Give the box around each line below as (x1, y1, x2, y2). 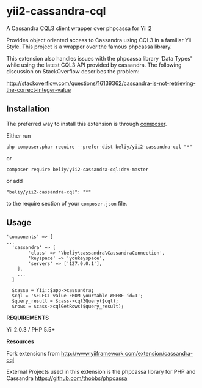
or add (6, 177, 23, 184)
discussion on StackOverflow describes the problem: (6, 67, 140, 75)
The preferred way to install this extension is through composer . (6, 120, 167, 127)
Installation (6, 104, 50, 114)
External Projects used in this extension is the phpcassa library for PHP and (6, 368, 196, 375)
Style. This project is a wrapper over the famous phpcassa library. (6, 43, 172, 50)
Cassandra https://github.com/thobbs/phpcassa (6, 375, 128, 382)
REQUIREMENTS (6, 314, 49, 321)
